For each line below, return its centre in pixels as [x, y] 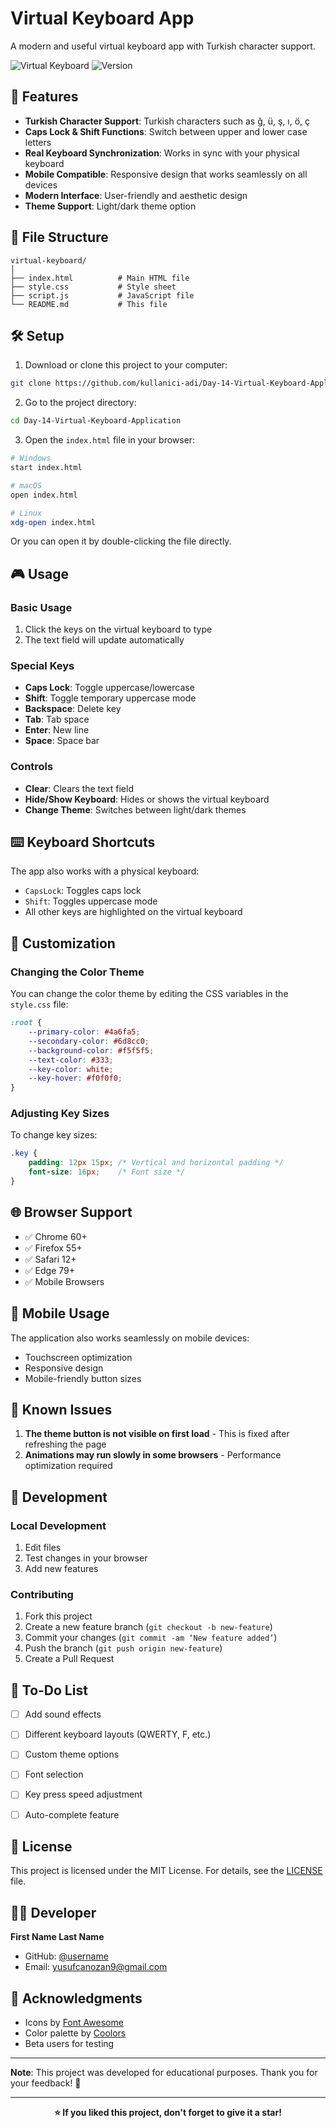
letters [38, 142]
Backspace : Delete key [73, 709]
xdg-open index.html [53, 522]
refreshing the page [65, 1444]
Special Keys [42, 665]
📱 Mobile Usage [60, 1313]
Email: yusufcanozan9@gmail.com [96, 1967]
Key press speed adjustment [83, 1794]
